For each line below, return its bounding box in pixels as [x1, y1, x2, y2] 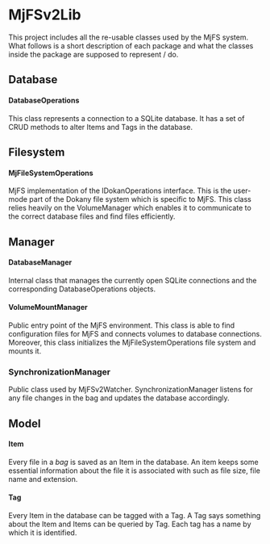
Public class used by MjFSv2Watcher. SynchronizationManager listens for [8, 385, 253, 395]
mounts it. [8, 345, 42, 356]
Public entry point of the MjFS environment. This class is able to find [8, 320, 235, 330]
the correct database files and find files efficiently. [8, 211, 176, 221]
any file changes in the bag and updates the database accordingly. [8, 393, 230, 403]
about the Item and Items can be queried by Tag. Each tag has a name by [8, 519, 251, 529]
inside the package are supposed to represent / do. [8, 49, 179, 59]
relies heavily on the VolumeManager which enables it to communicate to [8, 203, 251, 213]
